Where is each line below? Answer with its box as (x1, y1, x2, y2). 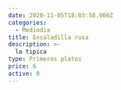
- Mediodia (15, 26, 51, 34)
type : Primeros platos (8, 56, 82, 63)
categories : (8, 19, 47, 27)
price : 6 (8, 63, 37, 70)
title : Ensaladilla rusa (8, 33, 89, 41)
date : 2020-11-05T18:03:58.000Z (8, 11, 113, 20)
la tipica (15, 48, 47, 56)
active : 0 (8, 70, 41, 77)
